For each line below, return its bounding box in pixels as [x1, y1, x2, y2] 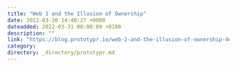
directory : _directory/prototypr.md [7, 50, 115, 57]
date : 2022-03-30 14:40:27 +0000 [7, 17, 106, 24]
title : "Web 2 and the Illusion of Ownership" [7, 10, 147, 17]
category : [7, 43, 37, 50]
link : [7, 36, 23, 43]
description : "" [7, 29, 55, 37]
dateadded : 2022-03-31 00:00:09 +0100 [7, 23, 121, 30]
